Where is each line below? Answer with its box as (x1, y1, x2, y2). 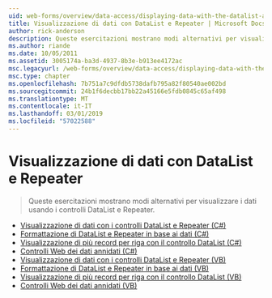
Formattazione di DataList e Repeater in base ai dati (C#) (19, 228, 210, 239)
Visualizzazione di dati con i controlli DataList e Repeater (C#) (19, 220, 227, 230)
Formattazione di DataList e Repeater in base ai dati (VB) (19, 263, 209, 273)
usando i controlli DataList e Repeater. (28, 204, 155, 215)
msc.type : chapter (8, 72, 70, 80)
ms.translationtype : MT (8, 95, 89, 103)
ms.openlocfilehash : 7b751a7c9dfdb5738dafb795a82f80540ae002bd (8, 79, 227, 87)
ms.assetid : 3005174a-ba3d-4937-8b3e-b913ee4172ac (8, 57, 183, 66)
